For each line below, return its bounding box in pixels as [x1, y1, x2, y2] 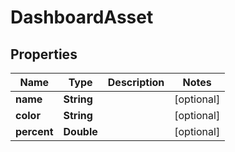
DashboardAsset [10, 6, 154, 29]
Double [63, 125, 98, 138]
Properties [10, 46, 78, 63]
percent [15, 125, 54, 138]
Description [107, 76, 165, 89]
